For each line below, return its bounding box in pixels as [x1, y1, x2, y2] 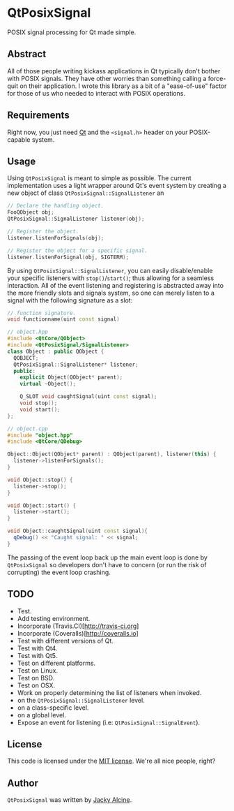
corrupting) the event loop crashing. [7, 568, 111, 576]
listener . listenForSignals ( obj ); [7, 234, 104, 242]
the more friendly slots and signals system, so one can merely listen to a [7, 288, 214, 297]
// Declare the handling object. [7, 203, 104, 210]
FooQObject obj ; [7, 209, 54, 216]
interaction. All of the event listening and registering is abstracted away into [7, 281, 224, 289]
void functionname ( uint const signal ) [7, 316, 120, 323]
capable [7, 135, 31, 144]
